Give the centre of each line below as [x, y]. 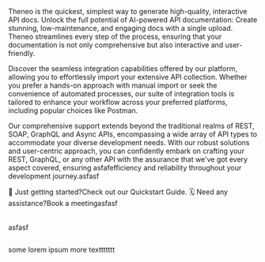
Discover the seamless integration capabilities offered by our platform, [123, 69]
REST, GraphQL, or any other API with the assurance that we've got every [128, 159]
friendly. [22, 53]
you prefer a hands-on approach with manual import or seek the [113, 85]
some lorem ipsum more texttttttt [62, 249]
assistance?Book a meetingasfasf [63, 203]
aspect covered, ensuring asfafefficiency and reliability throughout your [125, 168]
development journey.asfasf [54, 176]
